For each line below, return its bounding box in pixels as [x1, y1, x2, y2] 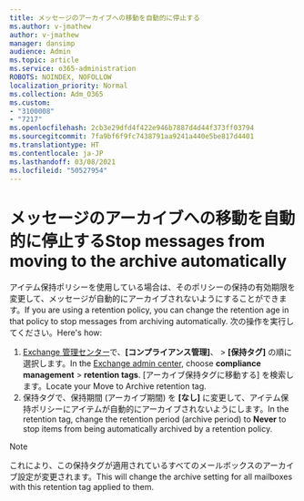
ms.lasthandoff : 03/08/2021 [9, 157, 117, 167]
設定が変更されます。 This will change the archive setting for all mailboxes [16, 471, 293, 483]
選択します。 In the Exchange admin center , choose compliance [22, 358, 261, 369]
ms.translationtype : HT [9, 140, 100, 149]
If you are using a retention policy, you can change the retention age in [24, 304, 289, 315]
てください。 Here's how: [9, 327, 103, 338]
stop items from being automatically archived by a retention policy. [22, 424, 273, 435]
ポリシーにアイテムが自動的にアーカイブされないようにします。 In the [30, 404, 289, 414]
